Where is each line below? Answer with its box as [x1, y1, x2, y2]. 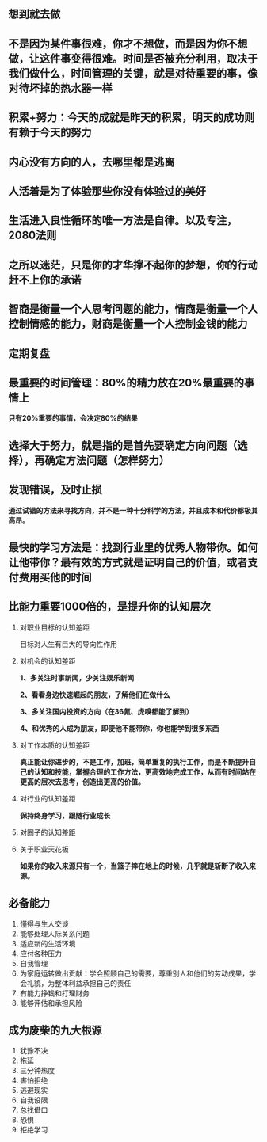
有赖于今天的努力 [8, 126, 92, 139]
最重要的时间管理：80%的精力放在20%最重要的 [8, 375, 244, 390]
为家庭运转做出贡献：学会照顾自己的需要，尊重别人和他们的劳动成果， [19, 969, 250, 978]
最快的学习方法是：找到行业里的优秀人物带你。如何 [8, 541, 258, 554]
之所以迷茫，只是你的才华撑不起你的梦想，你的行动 [8, 258, 258, 272]
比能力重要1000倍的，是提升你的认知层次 [8, 600, 212, 614]
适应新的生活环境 [19, 938, 76, 948]
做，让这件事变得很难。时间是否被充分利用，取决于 [8, 51, 258, 65]
